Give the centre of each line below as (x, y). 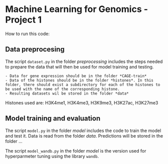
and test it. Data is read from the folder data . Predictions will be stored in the (84, 135)
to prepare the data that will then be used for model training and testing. (79, 66)
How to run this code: (28, 33)
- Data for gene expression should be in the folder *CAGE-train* (76, 76)
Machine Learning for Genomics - (77, 9)
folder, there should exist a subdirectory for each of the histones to (83, 84)
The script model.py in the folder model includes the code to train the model (83, 130)
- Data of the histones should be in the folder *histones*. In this (79, 80)
